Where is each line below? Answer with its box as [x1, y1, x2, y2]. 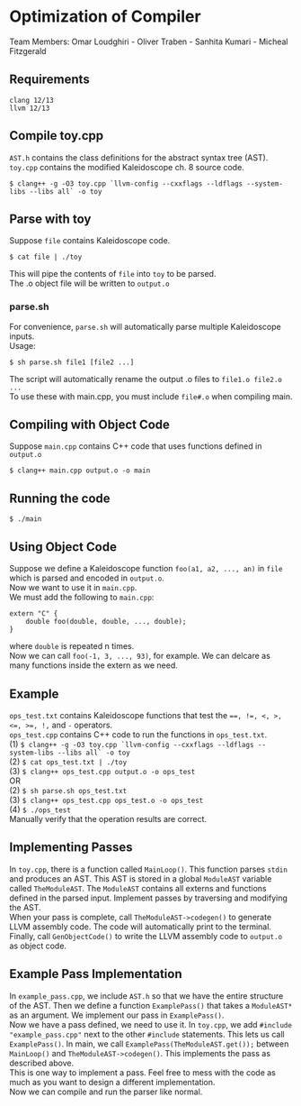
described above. [9, 1057, 75, 1068]
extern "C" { [9, 609, 58, 618]
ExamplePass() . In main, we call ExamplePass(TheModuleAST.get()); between [9, 1038, 289, 1049]
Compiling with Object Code [9, 417, 171, 433]
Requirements [9, 72, 90, 87]
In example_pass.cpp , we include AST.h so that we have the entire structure [9, 990, 284, 1001]
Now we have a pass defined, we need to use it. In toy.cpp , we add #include [9, 1019, 292, 1029]
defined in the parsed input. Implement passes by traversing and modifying [9, 892, 288, 903]
